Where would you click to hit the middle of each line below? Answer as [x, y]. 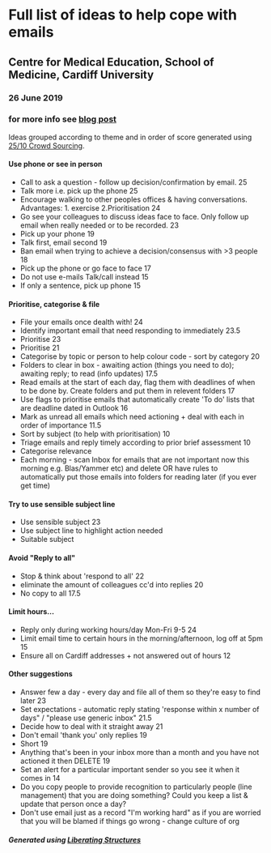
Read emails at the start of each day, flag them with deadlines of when [138, 382]
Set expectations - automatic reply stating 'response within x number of [140, 710]
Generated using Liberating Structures [75, 839]
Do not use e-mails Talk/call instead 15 [84, 277]
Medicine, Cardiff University [81, 75]
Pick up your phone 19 [57, 234]
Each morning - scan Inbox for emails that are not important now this [135, 460]
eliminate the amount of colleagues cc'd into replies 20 [112, 584]
